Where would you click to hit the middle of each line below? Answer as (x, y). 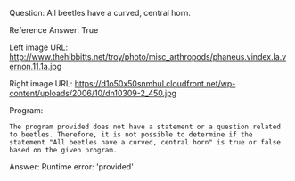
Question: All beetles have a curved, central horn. (100, 13)
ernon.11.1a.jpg (36, 66)
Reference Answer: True (54, 30)
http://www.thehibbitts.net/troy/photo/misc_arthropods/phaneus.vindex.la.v (148, 57)
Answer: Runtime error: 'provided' (71, 167)
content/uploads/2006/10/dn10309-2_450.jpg (93, 93)
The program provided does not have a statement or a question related (145, 127)
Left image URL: (39, 47)
